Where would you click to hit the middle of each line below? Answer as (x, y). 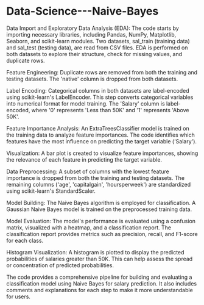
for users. (18, 296)
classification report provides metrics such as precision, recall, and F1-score (102, 234)
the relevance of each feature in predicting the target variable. (84, 159)
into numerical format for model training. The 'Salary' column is (86, 103)
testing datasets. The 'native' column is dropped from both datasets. (92, 79)
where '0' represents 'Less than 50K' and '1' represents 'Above (110, 110)
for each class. (25, 240)
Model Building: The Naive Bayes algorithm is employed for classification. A (101, 203)
